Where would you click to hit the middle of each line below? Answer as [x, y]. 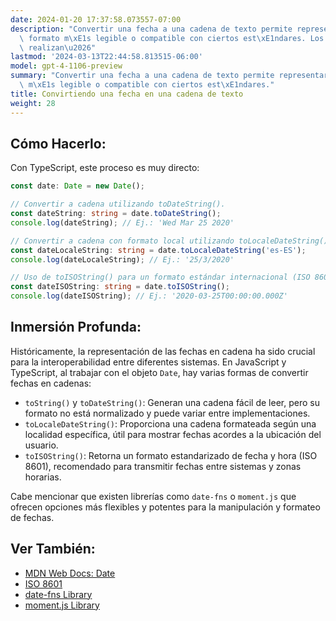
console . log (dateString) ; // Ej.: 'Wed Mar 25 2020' [122, 222]
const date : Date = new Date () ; [77, 186]
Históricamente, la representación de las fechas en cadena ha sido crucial [163, 351]
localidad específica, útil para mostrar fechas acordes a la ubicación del [173, 434]
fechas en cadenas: [51, 383]
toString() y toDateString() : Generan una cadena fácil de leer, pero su [172, 402]
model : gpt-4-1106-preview [66, 66]
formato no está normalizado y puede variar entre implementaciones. [167, 413]
